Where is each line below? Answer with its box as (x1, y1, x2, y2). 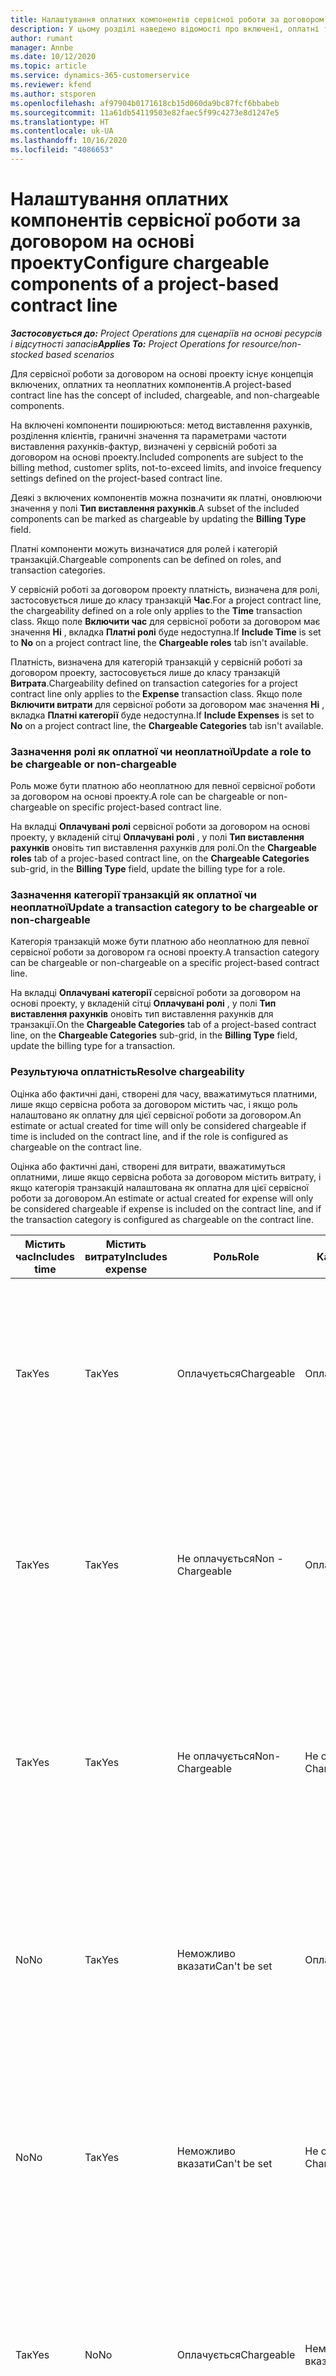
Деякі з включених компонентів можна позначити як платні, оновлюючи (10, 491, 323, 503)
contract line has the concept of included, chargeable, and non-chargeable (10, 389, 320, 401)
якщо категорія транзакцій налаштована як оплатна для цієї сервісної (10, 1181, 309, 1193)
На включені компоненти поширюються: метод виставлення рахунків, (10, 419, 313, 431)
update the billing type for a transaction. (10, 1040, 176, 1052)
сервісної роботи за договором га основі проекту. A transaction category (10, 946, 320, 958)
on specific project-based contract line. (58, 801, 222, 813)
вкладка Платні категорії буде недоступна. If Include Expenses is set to (10, 709, 315, 721)
